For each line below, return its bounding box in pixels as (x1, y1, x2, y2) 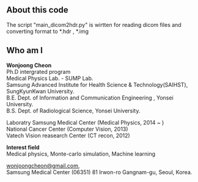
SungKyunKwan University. (6, 87, 75, 95)
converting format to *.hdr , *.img (6, 27, 89, 35)
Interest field (6, 144, 40, 151)
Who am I (6, 45, 43, 56)
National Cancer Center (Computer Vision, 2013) (6, 125, 128, 133)
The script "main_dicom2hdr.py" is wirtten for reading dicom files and (6, 21, 182, 28)
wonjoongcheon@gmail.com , (6, 162, 80, 169)
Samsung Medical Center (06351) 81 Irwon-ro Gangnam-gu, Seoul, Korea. (6, 168, 193, 176)
